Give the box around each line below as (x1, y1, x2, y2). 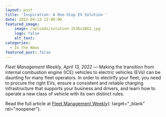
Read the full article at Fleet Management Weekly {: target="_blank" (5, 100, 145, 106)
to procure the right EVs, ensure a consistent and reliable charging (5, 80, 143, 86)
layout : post (5, 7, 33, 13)
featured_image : (5, 21, 39, 27)
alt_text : (14, 36, 35, 41)
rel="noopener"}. (5, 106, 41, 112)
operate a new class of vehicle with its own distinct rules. (5, 91, 124, 97)
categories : (5, 41, 30, 46)
